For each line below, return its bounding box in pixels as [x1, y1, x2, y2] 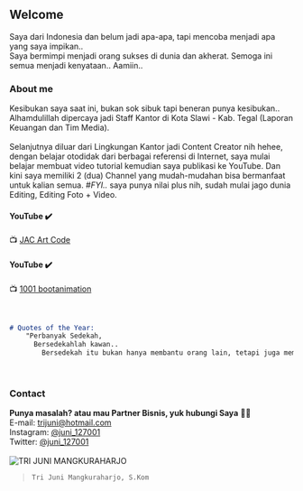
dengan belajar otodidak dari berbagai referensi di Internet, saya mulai [9, 151, 271, 162]
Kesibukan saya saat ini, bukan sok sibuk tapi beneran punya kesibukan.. [9, 103, 280, 114]
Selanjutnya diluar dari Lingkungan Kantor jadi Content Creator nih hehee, [9, 142, 283, 153]
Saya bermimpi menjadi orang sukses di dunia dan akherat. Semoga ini [9, 50, 273, 61]
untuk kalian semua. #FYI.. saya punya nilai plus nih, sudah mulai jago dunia [9, 180, 291, 190]
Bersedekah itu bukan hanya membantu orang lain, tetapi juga [41, 348, 280, 357]
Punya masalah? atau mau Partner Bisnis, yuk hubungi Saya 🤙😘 [9, 408, 252, 419]
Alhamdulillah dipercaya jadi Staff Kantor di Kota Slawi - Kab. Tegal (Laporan [9, 113, 293, 124]
